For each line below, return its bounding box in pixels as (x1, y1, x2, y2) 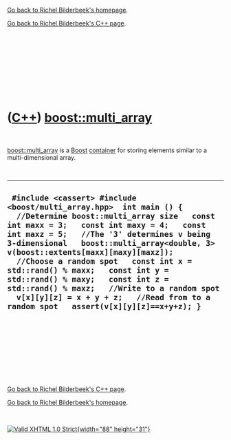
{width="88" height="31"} (76, 425, 151, 433)
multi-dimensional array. (7, 153, 76, 161)
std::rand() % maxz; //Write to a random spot (7, 284, 220, 293)
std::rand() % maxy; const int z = (7, 275, 169, 284)
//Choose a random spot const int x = (16, 256, 192, 266)
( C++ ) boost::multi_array (7, 110, 153, 126)
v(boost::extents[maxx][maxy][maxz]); (7, 247, 174, 258)
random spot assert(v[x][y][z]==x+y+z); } (7, 302, 201, 312)
